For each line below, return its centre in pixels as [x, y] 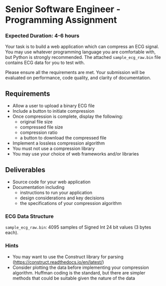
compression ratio [39, 132]
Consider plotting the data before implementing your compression [80, 267]
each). [12, 233]
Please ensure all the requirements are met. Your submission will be [75, 73]
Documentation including [38, 187]
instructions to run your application [56, 193]
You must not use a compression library [54, 149]
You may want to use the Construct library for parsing [68, 257]
